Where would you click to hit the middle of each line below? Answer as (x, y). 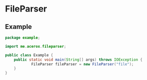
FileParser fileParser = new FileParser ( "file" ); (82, 64)
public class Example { (29, 55)
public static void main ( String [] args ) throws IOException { (78, 60)
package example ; (23, 38)
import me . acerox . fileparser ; (36, 46)
